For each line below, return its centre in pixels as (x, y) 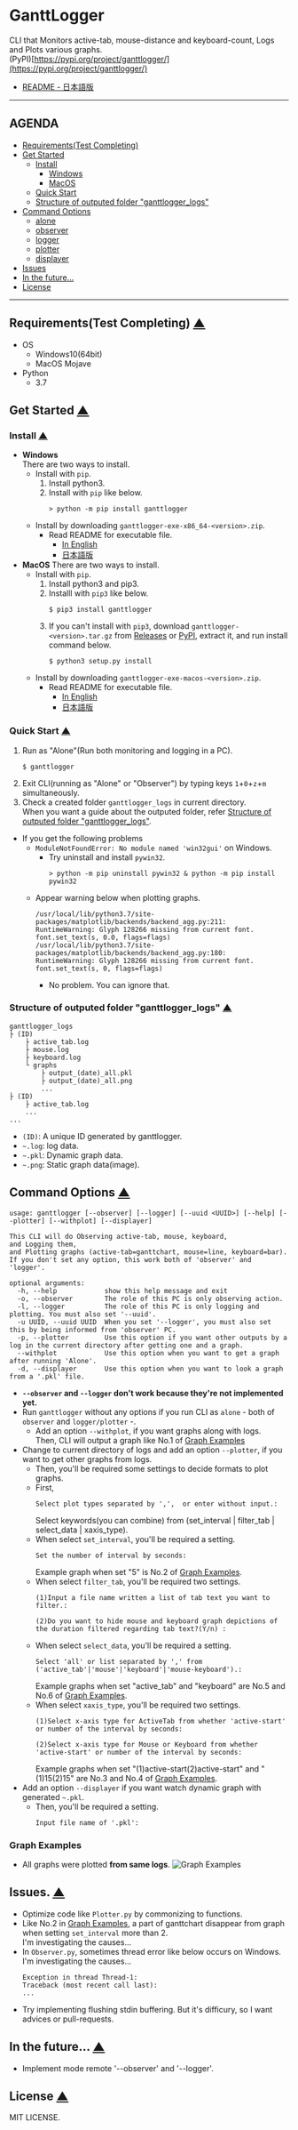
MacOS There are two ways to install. (90, 565)
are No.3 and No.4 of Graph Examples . (147, 1778)
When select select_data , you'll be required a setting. (133, 1645)
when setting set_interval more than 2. (95, 1933)
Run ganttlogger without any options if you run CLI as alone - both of (148, 1411)
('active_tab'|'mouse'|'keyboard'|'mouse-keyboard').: (138, 1669)
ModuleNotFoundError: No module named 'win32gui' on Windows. (153, 848)
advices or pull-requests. (68, 2019)
